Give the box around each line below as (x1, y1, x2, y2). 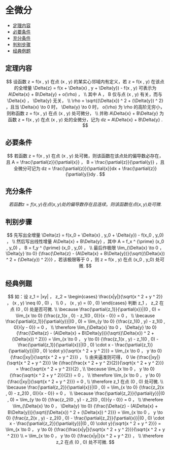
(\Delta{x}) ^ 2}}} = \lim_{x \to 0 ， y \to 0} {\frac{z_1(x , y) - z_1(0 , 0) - (12, 336, 159, 342)
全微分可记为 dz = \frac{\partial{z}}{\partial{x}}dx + (13, 165, 121, 171)
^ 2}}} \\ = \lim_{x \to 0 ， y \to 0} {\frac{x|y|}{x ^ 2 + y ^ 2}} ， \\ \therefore (7, 433, 163, 439)
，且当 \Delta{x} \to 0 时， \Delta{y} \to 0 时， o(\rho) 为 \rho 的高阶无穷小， (6, 103, 165, 110)
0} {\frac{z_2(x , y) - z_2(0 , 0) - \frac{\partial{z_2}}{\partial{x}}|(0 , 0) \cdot (6, 415, 165, 421)
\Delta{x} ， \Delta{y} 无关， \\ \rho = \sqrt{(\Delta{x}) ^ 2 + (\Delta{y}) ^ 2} (7, 97, 164, 103)
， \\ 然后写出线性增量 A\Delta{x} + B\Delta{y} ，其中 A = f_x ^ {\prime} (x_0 (6, 238, 164, 245)
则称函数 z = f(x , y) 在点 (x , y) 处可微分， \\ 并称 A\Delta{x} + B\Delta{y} (7, 110, 158, 116)
